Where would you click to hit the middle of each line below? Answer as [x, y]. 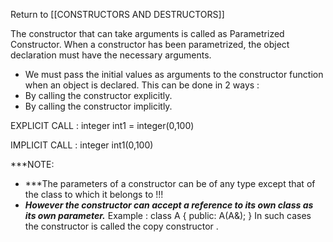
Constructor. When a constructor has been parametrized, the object [150, 44]
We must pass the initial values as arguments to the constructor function [174, 74]
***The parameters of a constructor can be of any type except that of [170, 183]
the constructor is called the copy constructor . [121, 226]
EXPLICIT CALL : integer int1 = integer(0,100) [102, 125]
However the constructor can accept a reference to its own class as [169, 205]
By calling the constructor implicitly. [98, 106]
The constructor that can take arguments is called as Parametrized [147, 33]
